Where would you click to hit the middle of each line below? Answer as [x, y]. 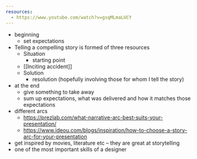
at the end [27, 85]
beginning [27, 34]
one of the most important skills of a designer [70, 149]
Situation [34, 53]
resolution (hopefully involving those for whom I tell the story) [108, 79]
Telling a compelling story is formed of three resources [82, 47]
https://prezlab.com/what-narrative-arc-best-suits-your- [93, 117]
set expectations [44, 41]
